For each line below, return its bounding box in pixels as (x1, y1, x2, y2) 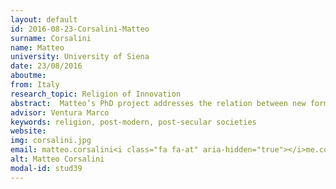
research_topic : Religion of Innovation (10, 89, 182, 99)
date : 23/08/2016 (10, 61, 83, 71)
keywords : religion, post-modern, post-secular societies (10, 117, 257, 127)
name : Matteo (10, 42, 65, 53)
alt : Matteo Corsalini (10, 154, 105, 164)
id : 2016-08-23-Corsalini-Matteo (10, 24, 150, 34)
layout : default (10, 14, 78, 25)
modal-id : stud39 (10, 163, 83, 173)
